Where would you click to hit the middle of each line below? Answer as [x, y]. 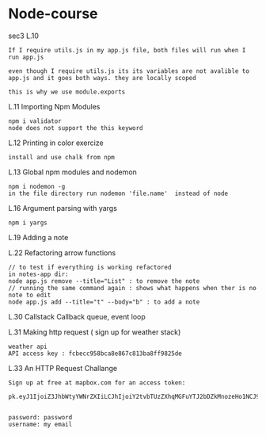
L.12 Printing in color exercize [56, 143]
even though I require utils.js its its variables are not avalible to [129, 71]
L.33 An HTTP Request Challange [63, 368]
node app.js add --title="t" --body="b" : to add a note [104, 302]
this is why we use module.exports [67, 92]
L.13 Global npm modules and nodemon [72, 172]
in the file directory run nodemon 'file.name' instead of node [118, 193]
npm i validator [35, 121]
